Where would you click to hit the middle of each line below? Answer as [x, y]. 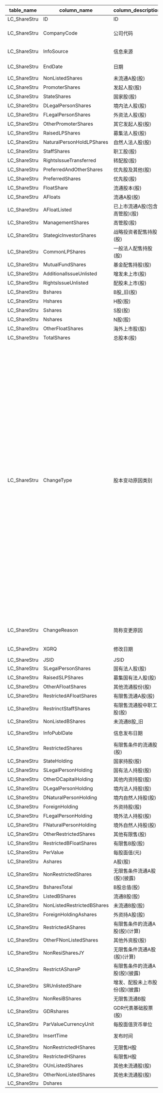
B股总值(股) [127, 887]
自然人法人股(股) [132, 142]
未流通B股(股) [129, 906]
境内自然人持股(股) [135, 798]
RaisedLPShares [62, 133]
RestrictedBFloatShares [70, 843]
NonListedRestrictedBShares [76, 905]
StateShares [57, 96]
